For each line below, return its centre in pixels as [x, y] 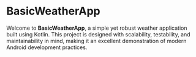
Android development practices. [47, 47]
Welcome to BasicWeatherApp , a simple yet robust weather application [97, 28]
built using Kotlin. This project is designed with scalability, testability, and [99, 34]
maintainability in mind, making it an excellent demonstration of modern [96, 41]
